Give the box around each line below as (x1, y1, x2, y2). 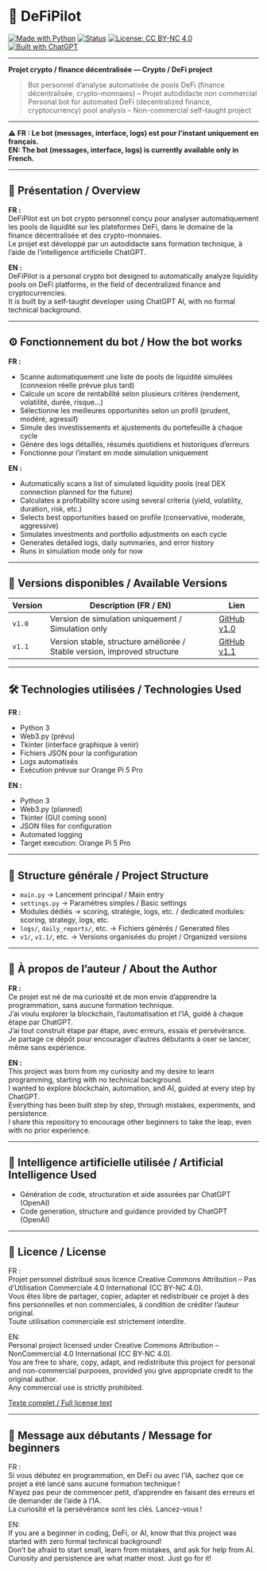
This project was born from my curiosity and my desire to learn (8, 1066, 215, 1075)
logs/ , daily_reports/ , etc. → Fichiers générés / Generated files (19, 924, 230, 932)
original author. (8, 1374, 58, 1384)
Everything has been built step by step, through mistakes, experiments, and (8, 1100, 256, 1110)
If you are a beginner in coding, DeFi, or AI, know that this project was (8, 1528, 237, 1538)
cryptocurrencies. (8, 288, 67, 297)
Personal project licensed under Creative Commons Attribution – (8, 1341, 219, 1350)
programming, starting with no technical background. (8, 1075, 183, 1084)
